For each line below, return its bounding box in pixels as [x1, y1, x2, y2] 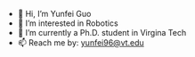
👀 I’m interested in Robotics [17, 18, 118, 28]
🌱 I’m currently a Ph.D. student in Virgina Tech [17, 28, 187, 37]
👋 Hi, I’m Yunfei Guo [17, 9, 92, 19]
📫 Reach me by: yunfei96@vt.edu [17, 37, 144, 48]
